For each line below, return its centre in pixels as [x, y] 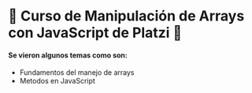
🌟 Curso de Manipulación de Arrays [126, 16]
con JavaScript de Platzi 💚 [95, 33]
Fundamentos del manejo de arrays [77, 73]
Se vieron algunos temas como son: [68, 55]
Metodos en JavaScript [57, 81]
